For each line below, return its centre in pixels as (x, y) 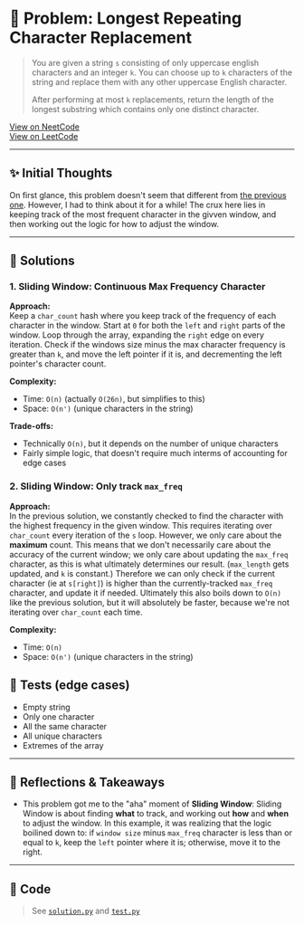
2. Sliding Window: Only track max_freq (96, 486)
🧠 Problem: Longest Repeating (126, 19)
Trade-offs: (32, 426)
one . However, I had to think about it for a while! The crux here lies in (138, 205)
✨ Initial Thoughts (61, 173)
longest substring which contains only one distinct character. (145, 109)
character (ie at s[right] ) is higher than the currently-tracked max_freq (141, 583)
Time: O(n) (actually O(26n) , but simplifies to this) (114, 399)
